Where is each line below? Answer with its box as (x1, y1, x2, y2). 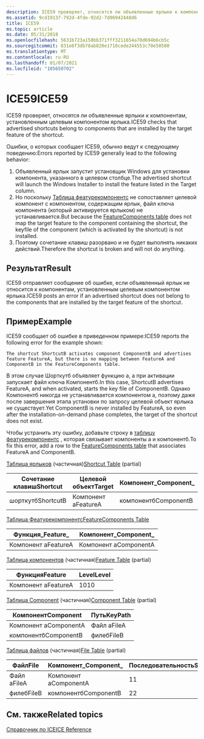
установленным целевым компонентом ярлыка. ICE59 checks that (6, 118, 177, 125)
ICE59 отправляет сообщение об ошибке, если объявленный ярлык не (6, 279, 190, 287)
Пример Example (6, 316, 72, 326)
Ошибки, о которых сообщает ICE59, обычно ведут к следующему (6, 143, 179, 150)
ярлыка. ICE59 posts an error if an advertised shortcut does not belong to (6, 292, 190, 299)
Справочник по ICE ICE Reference (6, 726, 92, 733)
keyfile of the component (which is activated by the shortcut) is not (15, 226, 183, 233)
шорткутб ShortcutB (9, 496, 67, 505)
